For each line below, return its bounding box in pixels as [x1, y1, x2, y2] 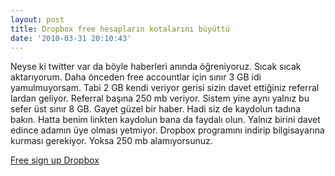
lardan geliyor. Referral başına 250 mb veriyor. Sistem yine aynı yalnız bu [10, 92, 310, 105]
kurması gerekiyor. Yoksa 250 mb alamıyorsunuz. [10, 135, 213, 147]
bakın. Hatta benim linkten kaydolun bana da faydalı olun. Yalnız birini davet [10, 114, 321, 126]
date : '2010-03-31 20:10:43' [10, 33, 132, 43]
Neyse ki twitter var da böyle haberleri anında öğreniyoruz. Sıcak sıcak [10, 61, 302, 73]
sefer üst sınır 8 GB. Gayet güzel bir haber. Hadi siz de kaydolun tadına [10, 103, 302, 115]
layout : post [10, 14, 65, 25]
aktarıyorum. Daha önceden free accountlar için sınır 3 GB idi [10, 71, 262, 83]
